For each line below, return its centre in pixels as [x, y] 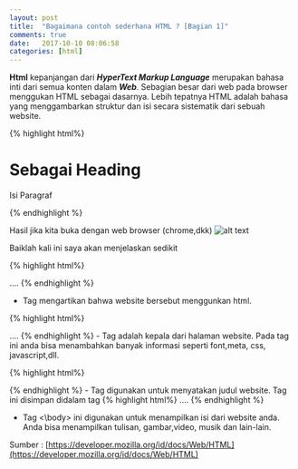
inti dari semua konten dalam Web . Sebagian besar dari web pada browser [149, 87]
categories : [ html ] [46, 52]
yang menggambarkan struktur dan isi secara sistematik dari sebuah [137, 106]
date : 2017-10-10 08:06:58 [64, 43]
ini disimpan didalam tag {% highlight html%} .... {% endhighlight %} [137, 400]
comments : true [38, 34]
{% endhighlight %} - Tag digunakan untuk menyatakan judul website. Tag [148, 390]
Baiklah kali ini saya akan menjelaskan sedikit [94, 248]
